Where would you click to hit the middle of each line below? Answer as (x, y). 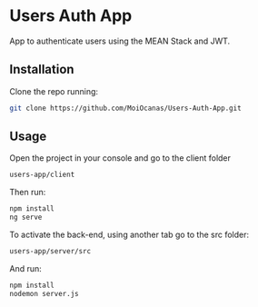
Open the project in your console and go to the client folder (120, 158)
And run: (26, 268)
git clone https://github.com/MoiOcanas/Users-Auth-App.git (126, 108)
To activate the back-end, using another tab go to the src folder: (129, 235)
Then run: (28, 193)
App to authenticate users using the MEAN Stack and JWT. (120, 41)
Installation (42, 69)
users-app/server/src (50, 252)
